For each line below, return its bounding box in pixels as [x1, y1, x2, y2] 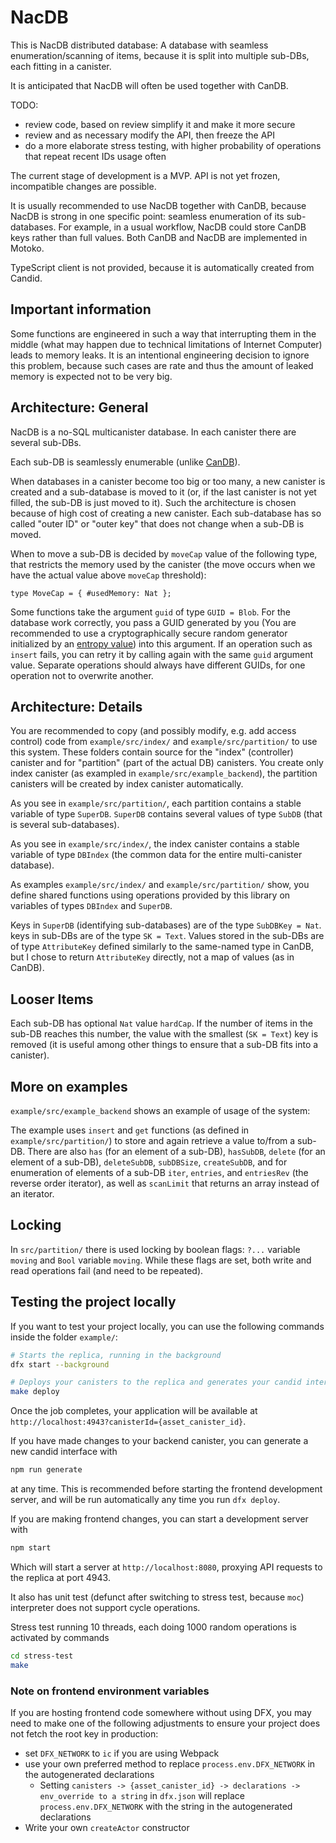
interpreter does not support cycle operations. [10, 1601, 201, 1613]
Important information [10, 301, 152, 318]
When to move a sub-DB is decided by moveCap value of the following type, [10, 547, 318, 560]
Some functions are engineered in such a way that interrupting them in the [10, 327, 317, 340]
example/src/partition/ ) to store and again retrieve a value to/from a [10, 1135, 296, 1146]
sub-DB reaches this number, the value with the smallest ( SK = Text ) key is [10, 1028, 319, 1040]
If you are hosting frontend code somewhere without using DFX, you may [10, 1706, 312, 1718]
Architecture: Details [10, 698, 143, 715]
